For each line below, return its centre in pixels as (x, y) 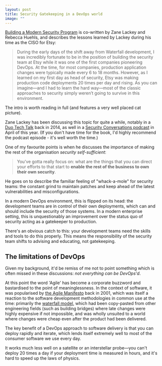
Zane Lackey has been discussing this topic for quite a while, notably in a (78, 122)
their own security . (36, 172)
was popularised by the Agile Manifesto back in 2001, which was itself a (77, 293)
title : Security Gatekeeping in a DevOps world (54, 14)
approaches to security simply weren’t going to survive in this (78, 93)
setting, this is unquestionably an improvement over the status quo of (74, 217)
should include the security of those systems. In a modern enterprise (74, 211)
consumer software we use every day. (43, 339)
